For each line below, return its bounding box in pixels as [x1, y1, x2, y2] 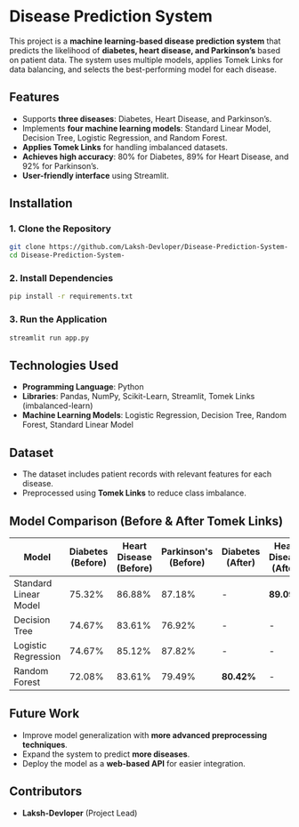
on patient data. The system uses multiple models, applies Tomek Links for [9, 54, 284, 65]
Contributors [9, 784, 83, 799]
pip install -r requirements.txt [9, 292, 133, 301]
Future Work [9, 706, 80, 721]
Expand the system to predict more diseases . [21, 749, 190, 759]
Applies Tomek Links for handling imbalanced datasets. [21, 141, 229, 152]
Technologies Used [9, 357, 118, 373]
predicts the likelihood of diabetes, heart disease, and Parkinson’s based [9, 44, 281, 55]
